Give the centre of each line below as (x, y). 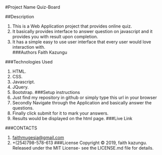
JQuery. (20, 87)
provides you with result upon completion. (55, 37)
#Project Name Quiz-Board (33, 7)
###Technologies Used (29, 62)
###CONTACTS (21, 128)
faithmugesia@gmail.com (38, 138)
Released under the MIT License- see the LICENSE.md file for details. (83, 148)
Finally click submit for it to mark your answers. (60, 113)
